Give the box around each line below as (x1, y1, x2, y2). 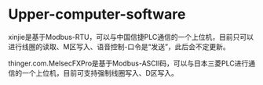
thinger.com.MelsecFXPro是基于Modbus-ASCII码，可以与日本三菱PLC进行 (8, 58, 249, 68)
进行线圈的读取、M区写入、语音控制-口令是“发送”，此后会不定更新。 (8, 41, 230, 51)
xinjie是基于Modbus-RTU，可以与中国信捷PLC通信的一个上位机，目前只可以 (8, 32, 254, 41)
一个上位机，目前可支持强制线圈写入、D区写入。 (21, 68, 179, 77)
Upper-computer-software (8, 5, 186, 23)
